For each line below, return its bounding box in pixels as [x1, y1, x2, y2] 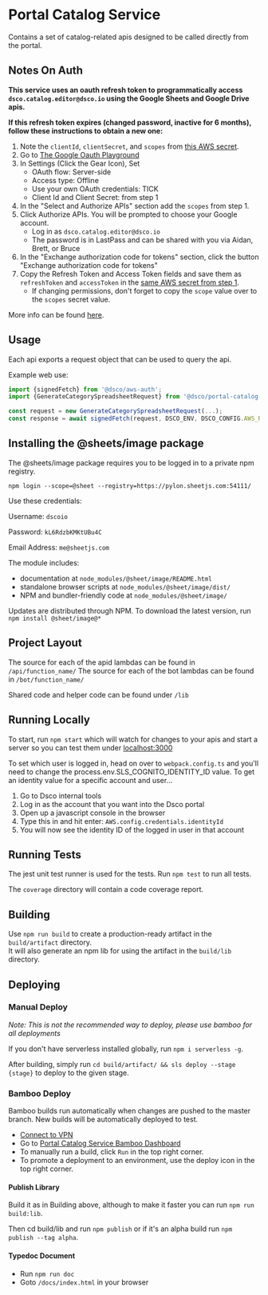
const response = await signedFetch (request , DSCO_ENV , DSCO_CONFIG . [8, 414, 245, 423]
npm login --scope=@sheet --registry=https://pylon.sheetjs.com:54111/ [8, 482, 251, 490]
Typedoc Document [8, 1250, 76, 1261]
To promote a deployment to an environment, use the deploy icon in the [19, 1156, 255, 1165]
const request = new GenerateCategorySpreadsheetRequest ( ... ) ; [8, 407, 223, 415]
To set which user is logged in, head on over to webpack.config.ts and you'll [8, 758, 259, 768]
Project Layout [8, 636, 82, 649]
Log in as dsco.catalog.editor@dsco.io [31, 226, 161, 236]
